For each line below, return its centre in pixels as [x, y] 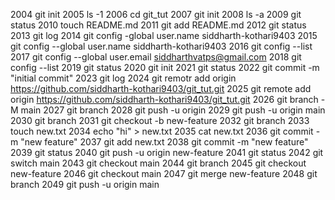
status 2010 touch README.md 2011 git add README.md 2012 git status [158, 25]
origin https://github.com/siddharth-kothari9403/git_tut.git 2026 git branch [164, 99]
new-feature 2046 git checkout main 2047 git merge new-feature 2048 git [164, 173]
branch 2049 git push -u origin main [85, 184]
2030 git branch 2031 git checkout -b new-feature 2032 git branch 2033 [160, 120]
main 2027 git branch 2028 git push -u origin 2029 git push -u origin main [173, 110]
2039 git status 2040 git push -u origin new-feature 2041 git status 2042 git [167, 152]
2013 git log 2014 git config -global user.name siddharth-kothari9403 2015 [164, 35]
